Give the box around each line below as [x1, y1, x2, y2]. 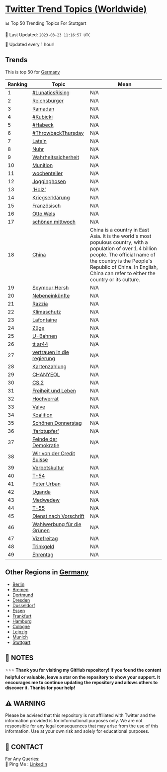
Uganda [32, 488, 51, 495]
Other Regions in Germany [5, 568, 89, 577]
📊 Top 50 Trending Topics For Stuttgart [5, 20, 86, 26]
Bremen [12, 586, 29, 592]
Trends [5, 56, 28, 64]
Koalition [32, 411, 53, 418]
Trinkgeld [32, 543, 55, 550]
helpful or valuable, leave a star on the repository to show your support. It [5, 674, 161, 680]
